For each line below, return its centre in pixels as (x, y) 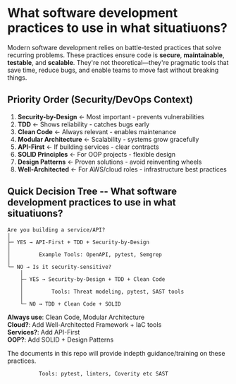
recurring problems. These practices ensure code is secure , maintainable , (116, 55)
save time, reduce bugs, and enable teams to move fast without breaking (113, 70)
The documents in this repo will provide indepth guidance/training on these (116, 353)
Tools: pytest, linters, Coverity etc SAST (104, 373)
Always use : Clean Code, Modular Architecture (76, 317)
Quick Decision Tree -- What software (92, 192)
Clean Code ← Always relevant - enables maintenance (97, 131)
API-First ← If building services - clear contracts (88, 147)
